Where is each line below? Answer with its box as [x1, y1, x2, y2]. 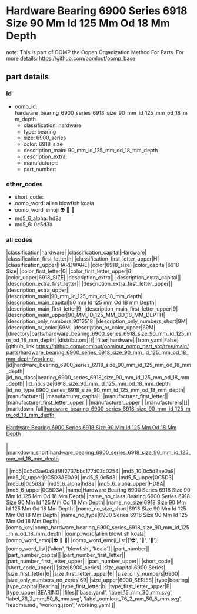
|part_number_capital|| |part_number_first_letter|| [6, 552, 126, 559]
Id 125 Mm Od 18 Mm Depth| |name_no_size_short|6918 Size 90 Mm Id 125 [6, 505, 186, 512]
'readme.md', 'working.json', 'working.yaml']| [6, 602, 116, 609]
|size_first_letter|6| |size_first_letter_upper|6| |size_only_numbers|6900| [6, 570, 180, 578]
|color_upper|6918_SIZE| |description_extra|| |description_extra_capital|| [6, 274, 181, 281]
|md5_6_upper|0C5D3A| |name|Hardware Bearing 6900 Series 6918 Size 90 [6, 486, 191, 493]
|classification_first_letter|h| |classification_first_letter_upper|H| [6, 255, 159, 262]
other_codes [6, 180, 43, 188]
